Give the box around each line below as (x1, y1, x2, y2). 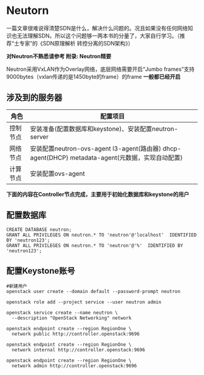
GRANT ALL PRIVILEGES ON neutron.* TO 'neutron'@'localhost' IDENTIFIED (6, 232, 197, 238)
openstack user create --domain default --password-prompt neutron (6, 289, 181, 295)
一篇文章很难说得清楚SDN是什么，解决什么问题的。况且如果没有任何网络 (6, 24, 188, 32)
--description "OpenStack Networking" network (12, 315, 132, 322)
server (30, 132, 49, 141)
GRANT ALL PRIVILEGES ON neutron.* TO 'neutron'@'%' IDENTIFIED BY (6, 242, 183, 249)
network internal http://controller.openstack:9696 (12, 347, 146, 353)
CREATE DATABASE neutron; (6, 226, 72, 232)
